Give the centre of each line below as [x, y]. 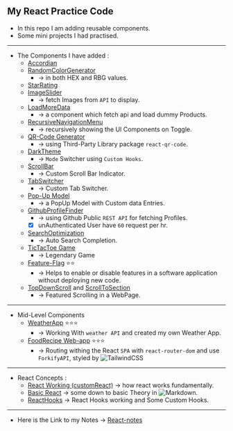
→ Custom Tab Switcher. [73, 188]
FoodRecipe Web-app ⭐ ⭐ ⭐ [66, 340]
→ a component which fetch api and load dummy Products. [123, 115]
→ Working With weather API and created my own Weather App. [130, 332]
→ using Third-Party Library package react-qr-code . [113, 144]
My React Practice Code [60, 11]
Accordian [42, 62]
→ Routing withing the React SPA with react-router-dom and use [129, 350]
